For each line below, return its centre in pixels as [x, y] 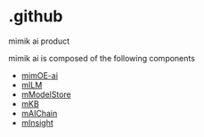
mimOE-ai [40, 75]
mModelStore [46, 94]
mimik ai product [39, 41]
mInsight [37, 123]
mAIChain [39, 113]
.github [36, 16]
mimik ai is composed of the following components [102, 58]
